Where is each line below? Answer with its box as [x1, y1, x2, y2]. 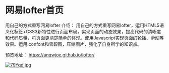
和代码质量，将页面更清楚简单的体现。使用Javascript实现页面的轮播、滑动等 [5, 35, 164, 41]
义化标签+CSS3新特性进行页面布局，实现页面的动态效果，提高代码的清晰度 [5, 28, 161, 34]
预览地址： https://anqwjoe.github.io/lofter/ [5, 51, 95, 58]
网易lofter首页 [5, 5, 64, 16]
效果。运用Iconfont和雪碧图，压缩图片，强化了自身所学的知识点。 [5, 41, 142, 47]
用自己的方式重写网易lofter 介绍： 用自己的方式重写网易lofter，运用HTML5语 [5, 22, 164, 28]
